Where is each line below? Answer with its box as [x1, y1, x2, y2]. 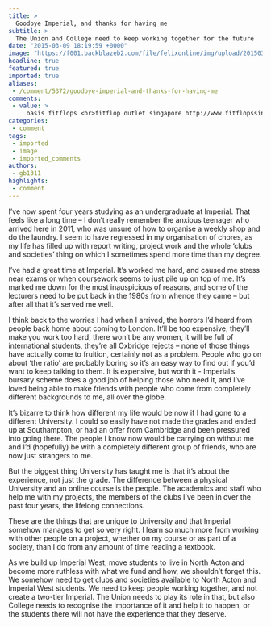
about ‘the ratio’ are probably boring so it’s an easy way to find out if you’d [8, 357, 256, 367]
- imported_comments [11, 154, 81, 162]
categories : [8, 117, 48, 125]
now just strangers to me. [8, 450, 94, 460]
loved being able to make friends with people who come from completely [8, 383, 252, 393]
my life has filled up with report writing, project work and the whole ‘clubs [8, 240, 252, 250]
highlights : [8, 177, 48, 186]
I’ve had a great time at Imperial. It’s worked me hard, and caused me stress [8, 265, 261, 274]
